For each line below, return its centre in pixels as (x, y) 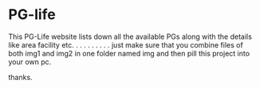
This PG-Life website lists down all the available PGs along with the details (130, 36)
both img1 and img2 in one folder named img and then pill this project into (129, 53)
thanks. (21, 77)
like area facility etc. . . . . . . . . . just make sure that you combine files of (126, 44)
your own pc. (30, 62)
